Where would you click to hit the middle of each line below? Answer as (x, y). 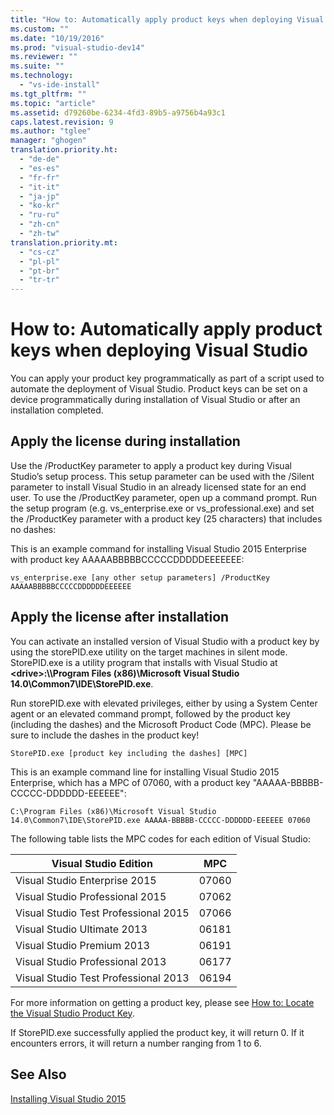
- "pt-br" (39, 271)
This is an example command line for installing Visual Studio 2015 (145, 772)
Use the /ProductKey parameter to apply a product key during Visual (151, 465)
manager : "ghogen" (48, 141)
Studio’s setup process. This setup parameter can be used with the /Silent (162, 476)
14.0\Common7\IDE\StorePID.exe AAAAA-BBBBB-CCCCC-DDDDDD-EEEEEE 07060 (160, 820)
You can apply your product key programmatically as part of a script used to (167, 378)
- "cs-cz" (39, 252)
